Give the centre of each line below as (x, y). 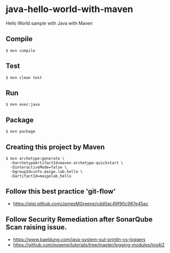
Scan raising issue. (36, 227)
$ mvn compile (21, 51)
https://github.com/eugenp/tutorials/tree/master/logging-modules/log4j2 (89, 244)
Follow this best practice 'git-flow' (61, 191)
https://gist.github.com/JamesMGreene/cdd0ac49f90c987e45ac (80, 203)
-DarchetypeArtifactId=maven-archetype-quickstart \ (67, 163)
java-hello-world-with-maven (69, 9)
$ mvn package (21, 132)
